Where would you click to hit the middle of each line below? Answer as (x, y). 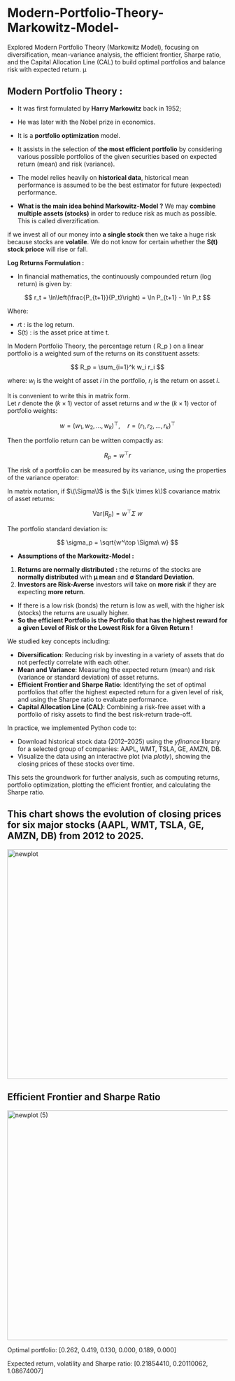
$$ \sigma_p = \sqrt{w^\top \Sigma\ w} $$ (117, 542)
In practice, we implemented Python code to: (72, 728)
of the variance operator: (43, 478)
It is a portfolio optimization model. (69, 135)
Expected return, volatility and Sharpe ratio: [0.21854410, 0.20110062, (108, 1364)
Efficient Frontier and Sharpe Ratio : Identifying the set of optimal (112, 685)
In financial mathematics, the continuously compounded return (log (114, 276)
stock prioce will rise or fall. (48, 249)
